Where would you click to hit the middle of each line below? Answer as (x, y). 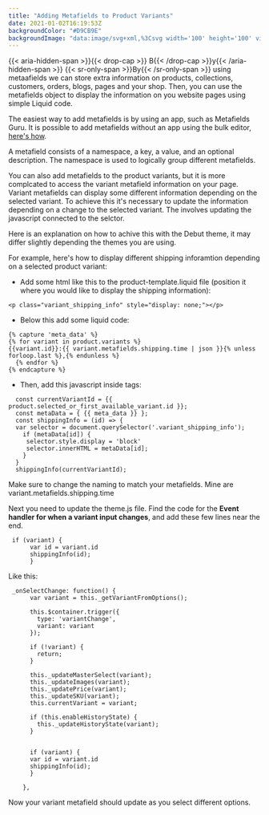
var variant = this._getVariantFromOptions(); (108, 598)
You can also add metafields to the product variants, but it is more (117, 176)
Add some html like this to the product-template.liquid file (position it (133, 282)
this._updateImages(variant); (80, 683)
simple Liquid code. (41, 103)
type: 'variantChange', (76, 619)
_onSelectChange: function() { (64, 591)
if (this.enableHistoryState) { (83, 718)
